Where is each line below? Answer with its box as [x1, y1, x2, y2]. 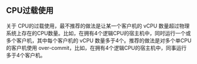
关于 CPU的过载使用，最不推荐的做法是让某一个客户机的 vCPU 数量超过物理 [6, 22, 190, 29]
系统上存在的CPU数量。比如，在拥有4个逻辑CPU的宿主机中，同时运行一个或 [6, 29, 191, 36]
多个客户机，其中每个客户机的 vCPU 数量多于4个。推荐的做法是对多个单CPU [6, 37, 192, 44]
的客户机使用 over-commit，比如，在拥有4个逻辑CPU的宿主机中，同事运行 [6, 44, 187, 51]
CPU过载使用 [6, 5, 54, 16]
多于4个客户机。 [6, 52, 46, 59]
